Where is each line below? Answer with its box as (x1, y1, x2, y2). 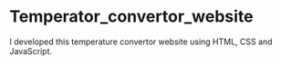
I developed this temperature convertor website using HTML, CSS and (9, 36, 273, 47)
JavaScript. (9, 45, 53, 56)
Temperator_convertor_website (9, 6, 254, 27)
